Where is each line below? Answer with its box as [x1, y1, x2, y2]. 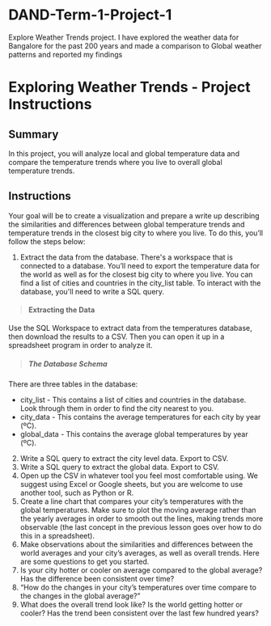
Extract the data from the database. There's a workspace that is [19, 252, 233, 262]
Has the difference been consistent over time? [19, 573, 175, 583]
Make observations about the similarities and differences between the [19, 539, 253, 549]
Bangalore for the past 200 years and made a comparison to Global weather [8, 40, 262, 50]
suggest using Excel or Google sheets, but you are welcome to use [19, 479, 243, 489]
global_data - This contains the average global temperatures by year [19, 429, 248, 438]
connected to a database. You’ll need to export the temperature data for [19, 260, 260, 270]
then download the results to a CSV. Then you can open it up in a [8, 332, 225, 341]
